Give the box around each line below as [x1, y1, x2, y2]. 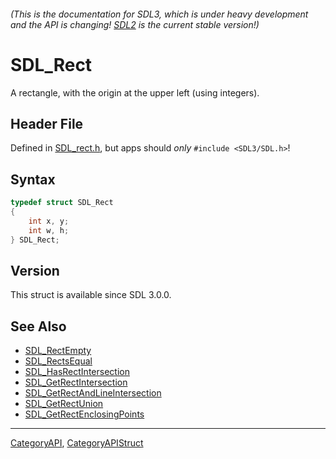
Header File [10, 115, 84, 132]
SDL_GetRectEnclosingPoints [24, 408, 145, 420]
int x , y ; [28, 216, 70, 226]
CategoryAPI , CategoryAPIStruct [10, 437, 144, 449]
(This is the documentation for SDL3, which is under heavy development [10, 8, 309, 20]
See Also [10, 318, 67, 335]
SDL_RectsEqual [24, 355, 93, 367]
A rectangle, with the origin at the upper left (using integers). [10, 86, 260, 99]
